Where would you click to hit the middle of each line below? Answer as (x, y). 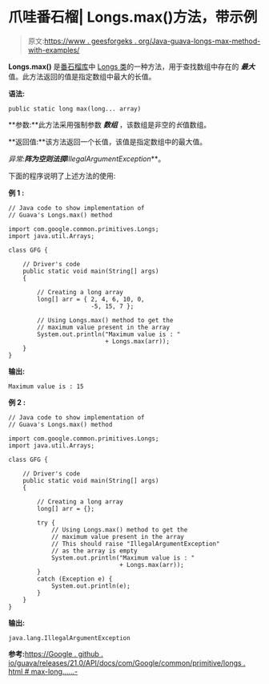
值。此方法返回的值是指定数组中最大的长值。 (82, 76)
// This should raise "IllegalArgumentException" (135, 544)
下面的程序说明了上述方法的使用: (62, 176)
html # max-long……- (43, 671)
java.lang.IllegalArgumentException (69, 638)
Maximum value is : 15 (46, 387)
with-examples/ (54, 50)
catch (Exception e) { (75, 579)
